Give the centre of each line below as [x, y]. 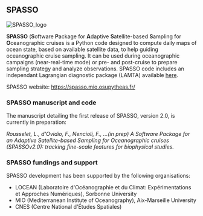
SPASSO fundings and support [52, 163]
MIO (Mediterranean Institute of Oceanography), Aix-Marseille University [105, 200]
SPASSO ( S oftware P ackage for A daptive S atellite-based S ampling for [94, 36]
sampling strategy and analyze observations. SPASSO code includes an [95, 69]
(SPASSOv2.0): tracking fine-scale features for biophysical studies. [90, 147]
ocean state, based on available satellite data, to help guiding [82, 49]
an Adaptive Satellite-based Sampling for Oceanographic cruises [88, 140]
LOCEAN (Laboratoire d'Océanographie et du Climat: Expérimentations [103, 187]
